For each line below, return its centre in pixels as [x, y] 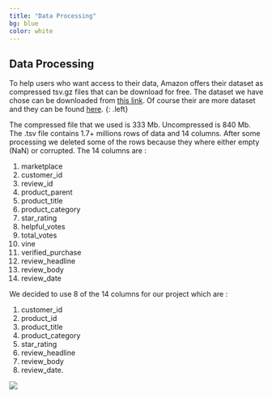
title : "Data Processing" [53, 16]
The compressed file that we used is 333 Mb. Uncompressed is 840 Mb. [130, 125]
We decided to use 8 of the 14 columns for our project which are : [119, 294]
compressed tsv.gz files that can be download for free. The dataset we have [136, 92]
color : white [31, 31]
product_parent [47, 192]
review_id [37, 184]
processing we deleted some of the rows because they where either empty [134, 142]
